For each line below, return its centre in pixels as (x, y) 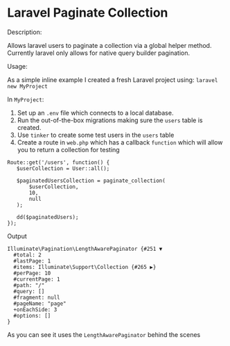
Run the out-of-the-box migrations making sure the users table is (110, 120)
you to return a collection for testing (68, 149)
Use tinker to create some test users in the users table (96, 135)
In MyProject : (26, 99)
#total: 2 (27, 255)
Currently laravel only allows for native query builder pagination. (99, 53)
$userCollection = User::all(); (63, 168)
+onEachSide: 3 (35, 310)
